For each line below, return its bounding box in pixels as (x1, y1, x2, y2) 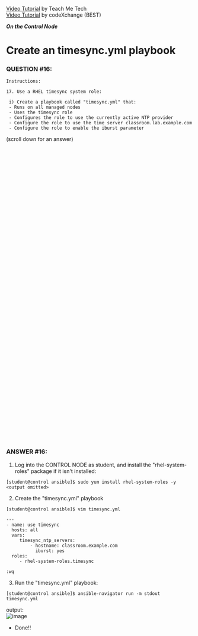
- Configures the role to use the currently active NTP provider (8, 115, 174, 121)
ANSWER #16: (6, 447, 47, 456)
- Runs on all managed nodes (8, 104, 81, 111)
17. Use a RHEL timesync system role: (6, 89, 102, 95)
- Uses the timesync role (8, 109, 73, 115)
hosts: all (11, 527, 39, 533)
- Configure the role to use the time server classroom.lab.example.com (8, 120, 193, 126)
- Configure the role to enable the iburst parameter (8, 125, 145, 131)
